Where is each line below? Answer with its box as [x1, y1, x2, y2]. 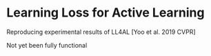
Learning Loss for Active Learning [6, 5, 205, 21]
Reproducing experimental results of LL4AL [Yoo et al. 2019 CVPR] [6, 28, 196, 36]
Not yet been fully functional [6, 41, 88, 49]
